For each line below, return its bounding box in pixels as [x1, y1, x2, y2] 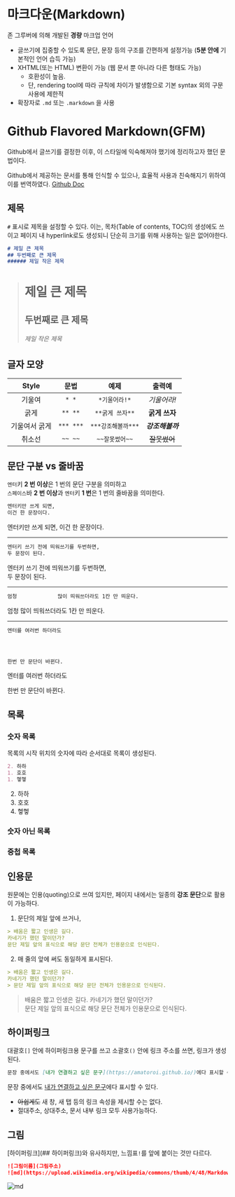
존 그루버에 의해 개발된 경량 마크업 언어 [7, 31, 114, 39]
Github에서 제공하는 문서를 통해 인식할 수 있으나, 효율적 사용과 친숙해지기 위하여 [7, 171, 226, 179]
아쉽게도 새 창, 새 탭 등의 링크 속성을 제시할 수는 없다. [17, 1097, 163, 1106]
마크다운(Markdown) [7, 6, 126, 22]
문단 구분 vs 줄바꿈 [7, 460, 84, 472]
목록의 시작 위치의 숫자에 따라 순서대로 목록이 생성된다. [7, 749, 157, 758]
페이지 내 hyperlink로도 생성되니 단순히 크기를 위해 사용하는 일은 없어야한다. [20, 231, 228, 239]
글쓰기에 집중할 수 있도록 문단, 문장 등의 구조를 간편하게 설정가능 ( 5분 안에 [17, 46, 219, 54]
